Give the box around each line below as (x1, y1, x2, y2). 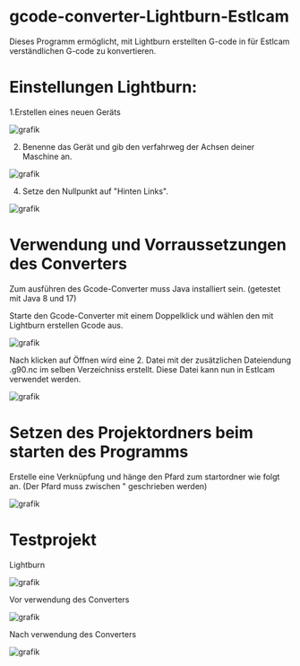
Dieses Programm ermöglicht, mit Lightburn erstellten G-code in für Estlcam (9, 36, 290, 47)
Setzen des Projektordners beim (9, 423, 253, 443)
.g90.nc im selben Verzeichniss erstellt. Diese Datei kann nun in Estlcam (9, 364, 276, 374)
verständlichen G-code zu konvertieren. (9, 45, 157, 56)
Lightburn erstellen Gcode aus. (9, 320, 124, 330)
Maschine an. (21, 151, 73, 162)
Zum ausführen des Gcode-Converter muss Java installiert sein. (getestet (9, 283, 281, 294)
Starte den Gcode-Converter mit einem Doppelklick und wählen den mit (9, 310, 274, 320)
